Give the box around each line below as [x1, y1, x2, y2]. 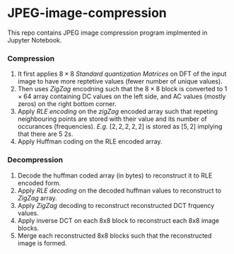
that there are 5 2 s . [17, 129, 74, 139]
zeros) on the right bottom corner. [17, 100, 117, 108]
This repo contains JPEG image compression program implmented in [7, 28, 208, 37]
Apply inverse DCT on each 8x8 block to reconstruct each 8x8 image [17, 216, 220, 224]
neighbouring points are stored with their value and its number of [17, 115, 207, 123]
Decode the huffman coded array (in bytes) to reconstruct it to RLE [17, 171, 213, 180]
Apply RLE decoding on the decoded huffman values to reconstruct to [17, 186, 221, 195]
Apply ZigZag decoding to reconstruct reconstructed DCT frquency [17, 201, 215, 209]
